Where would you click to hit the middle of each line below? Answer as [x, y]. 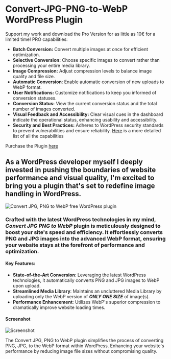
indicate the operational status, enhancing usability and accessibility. [85, 119]
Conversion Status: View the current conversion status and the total [85, 103]
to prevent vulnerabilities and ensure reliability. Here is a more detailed [87, 130]
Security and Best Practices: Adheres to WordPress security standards [88, 125]
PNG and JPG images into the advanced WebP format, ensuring [86, 238]
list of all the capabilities [38, 136]
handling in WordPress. [43, 194]
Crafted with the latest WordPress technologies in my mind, [81, 219]
